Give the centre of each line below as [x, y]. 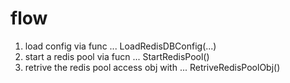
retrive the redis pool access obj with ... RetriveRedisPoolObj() [152, 67]
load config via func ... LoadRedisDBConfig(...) [120, 46]
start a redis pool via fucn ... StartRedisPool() [117, 56]
